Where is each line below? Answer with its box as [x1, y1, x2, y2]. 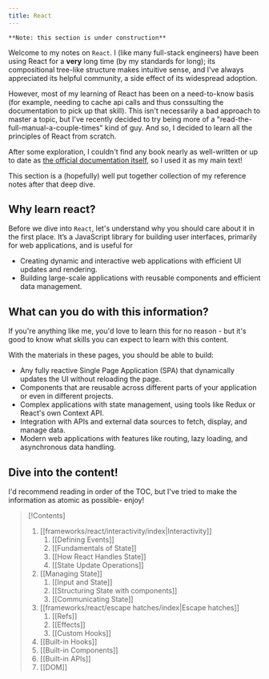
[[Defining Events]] [51, 535, 114, 544]
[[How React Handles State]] [51, 552, 147, 561]
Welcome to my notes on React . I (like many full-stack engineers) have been [8, 47, 259, 57]
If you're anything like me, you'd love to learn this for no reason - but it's [8, 326, 247, 336]
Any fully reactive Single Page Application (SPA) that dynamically [19, 366, 235, 376]
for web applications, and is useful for [8, 241, 134, 251]
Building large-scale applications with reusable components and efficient [19, 273, 261, 283]
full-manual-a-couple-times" [8, 123, 103, 132]
